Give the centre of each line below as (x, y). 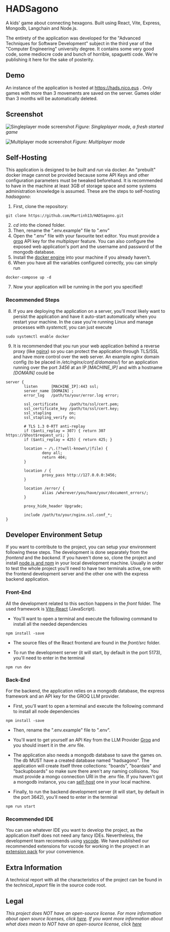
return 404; (54, 457)
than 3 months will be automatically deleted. (52, 98)
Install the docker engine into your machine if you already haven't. (82, 257)
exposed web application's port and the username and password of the (88, 247)
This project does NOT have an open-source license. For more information (83, 913)
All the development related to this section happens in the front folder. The (83, 603)
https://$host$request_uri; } (38, 435)
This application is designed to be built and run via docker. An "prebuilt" (81, 170)
